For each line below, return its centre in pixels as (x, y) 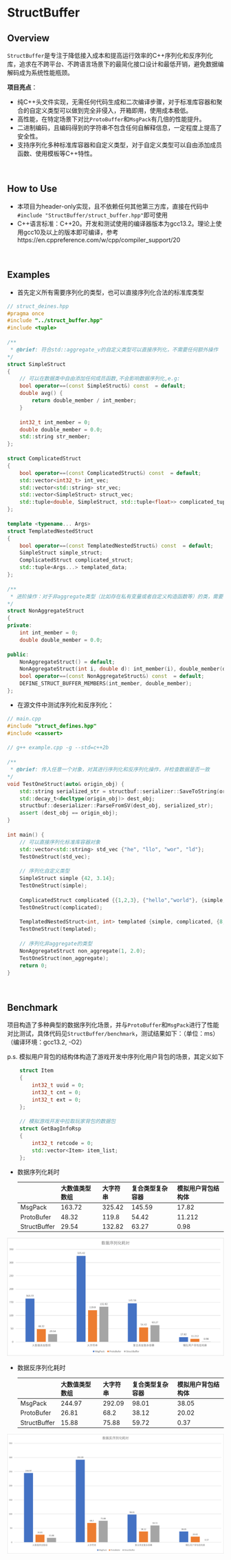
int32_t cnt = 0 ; (56, 1092)
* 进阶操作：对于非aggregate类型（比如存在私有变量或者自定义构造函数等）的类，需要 (117, 597)
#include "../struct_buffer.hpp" (55, 321)
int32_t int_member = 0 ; (55, 422)
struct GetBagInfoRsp (50, 1129)
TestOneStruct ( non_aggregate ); (64, 958)
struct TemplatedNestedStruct (51, 531)
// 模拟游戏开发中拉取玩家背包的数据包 (68, 1122)
